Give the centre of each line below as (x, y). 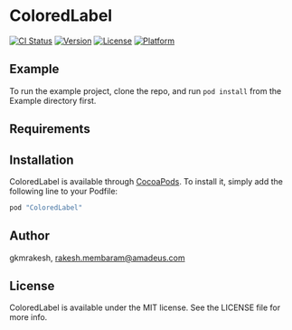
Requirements (50, 129)
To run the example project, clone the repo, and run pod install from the (146, 90)
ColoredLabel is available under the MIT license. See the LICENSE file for (145, 307)
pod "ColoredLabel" (46, 207)
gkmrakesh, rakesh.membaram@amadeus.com (97, 258)
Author (29, 236)
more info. (28, 317)
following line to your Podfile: (64, 191)
